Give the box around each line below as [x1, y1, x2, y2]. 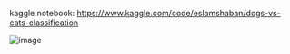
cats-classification [9, 17, 79, 28]
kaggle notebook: [9, 8, 75, 18]
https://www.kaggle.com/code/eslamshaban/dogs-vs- [76, 8, 282, 18]
